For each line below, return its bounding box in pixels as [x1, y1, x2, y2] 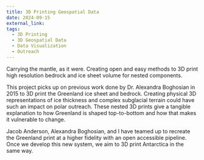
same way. [6, 147, 33, 154]
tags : [6, 26, 20, 32]
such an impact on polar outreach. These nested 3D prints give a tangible [6, 103, 191, 110]
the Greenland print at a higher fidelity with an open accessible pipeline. [6, 134, 187, 141]
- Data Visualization [12, 43, 67, 49]
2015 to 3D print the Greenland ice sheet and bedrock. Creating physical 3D [6, 89, 197, 97]
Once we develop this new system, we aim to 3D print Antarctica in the [6, 141, 184, 148]
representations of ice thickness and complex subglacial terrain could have [6, 96, 195, 103]
